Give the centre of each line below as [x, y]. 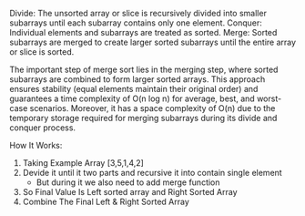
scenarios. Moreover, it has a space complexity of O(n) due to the [152, 108]
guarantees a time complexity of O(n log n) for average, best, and [132, 98]
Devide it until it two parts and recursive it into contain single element [152, 173]
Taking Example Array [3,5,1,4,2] [83, 163]
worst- [269, 98]
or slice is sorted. [42, 52]
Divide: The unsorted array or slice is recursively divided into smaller [138, 13]
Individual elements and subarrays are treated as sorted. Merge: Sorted [143, 32]
